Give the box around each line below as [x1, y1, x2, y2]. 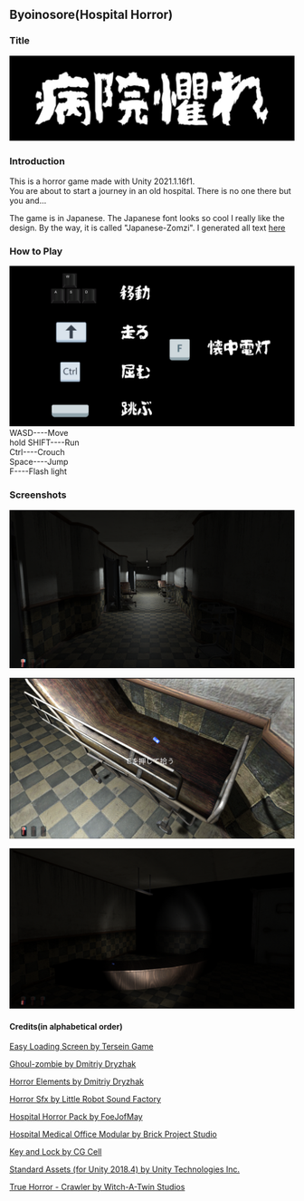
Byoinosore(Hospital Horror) [9, 7, 174, 23]
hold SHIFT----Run [9, 437, 80, 448]
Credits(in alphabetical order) [9, 1021, 124, 1032]
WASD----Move [9, 428, 70, 439]
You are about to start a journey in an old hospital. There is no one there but [9, 185, 291, 196]
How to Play [9, 245, 63, 257]
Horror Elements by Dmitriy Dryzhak [9, 1076, 145, 1087]
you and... [9, 195, 47, 206]
